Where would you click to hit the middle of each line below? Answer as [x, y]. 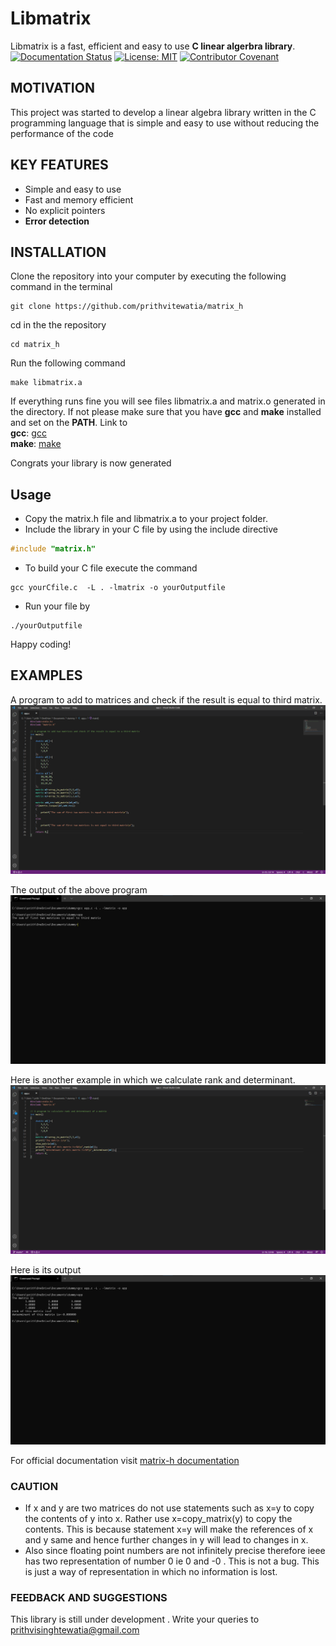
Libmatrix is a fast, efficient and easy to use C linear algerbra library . [153, 46]
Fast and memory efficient [79, 199]
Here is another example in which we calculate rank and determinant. [153, 1080]
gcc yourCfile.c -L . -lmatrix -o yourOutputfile [118, 588]
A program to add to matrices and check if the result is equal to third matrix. [166, 699]
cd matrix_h [35, 345]
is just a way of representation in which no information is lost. [151, 1571]
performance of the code [62, 133]
